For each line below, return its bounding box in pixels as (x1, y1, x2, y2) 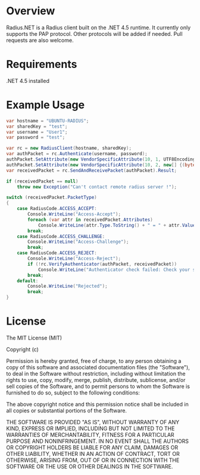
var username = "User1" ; (6, 129, 68, 135)
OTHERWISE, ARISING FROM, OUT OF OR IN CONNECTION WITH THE (6, 457, 180, 464)
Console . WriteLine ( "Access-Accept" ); (27, 211, 121, 217)
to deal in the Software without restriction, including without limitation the (6, 370, 186, 377)
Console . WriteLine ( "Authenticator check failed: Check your (37, 267, 190, 273)
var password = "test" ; (6, 134, 65, 141)
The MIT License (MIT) (6, 334, 62, 341)
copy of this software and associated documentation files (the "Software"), (6, 364, 190, 371)
